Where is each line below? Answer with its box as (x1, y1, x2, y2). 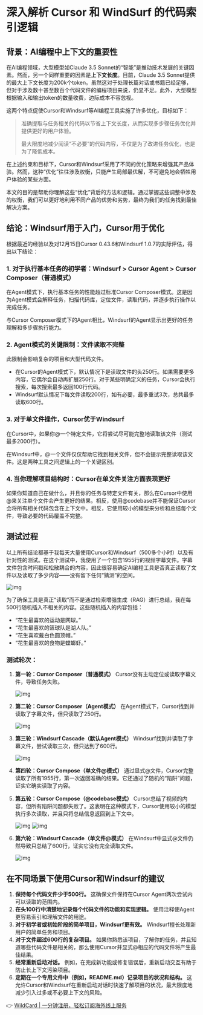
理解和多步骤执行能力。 (6, 324, 65, 331)
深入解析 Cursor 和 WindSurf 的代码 (6, 5, 186, 19)
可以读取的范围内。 (14, 898, 63, 905)
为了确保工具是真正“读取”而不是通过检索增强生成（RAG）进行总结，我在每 (6, 596, 192, 603)
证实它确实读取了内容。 (14, 782, 74, 789)
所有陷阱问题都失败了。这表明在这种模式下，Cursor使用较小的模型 (31, 803, 196, 810)
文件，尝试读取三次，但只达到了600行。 (20, 742, 121, 750)
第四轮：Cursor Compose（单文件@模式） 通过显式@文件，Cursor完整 (14, 767, 194, 774)
